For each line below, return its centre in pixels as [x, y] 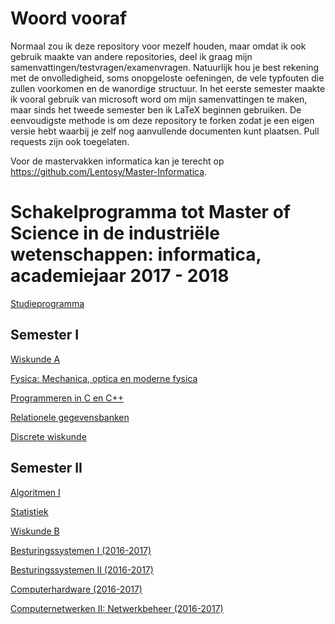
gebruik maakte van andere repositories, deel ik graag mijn [131, 56]
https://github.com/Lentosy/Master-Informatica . [109, 171]
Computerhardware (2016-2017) [76, 589]
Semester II [46, 468]
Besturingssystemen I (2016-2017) [81, 550]
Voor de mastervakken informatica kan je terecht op [117, 161]
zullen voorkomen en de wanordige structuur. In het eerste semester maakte [168, 88]
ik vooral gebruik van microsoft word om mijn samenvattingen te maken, [159, 99]
